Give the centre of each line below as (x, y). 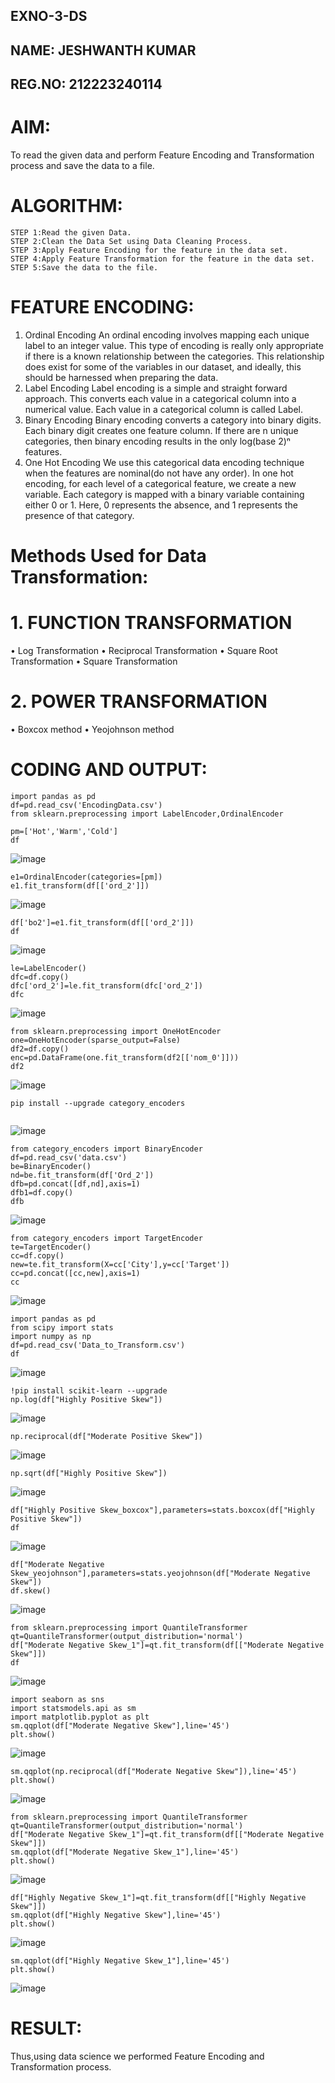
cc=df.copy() (37, 1255)
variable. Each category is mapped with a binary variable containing (164, 494)
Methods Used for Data (108, 556)
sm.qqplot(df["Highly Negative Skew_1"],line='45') (120, 1960)
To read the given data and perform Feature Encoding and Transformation (162, 155)
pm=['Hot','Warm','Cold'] (64, 831)
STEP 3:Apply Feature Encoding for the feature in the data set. (149, 250)
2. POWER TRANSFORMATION (139, 701)
